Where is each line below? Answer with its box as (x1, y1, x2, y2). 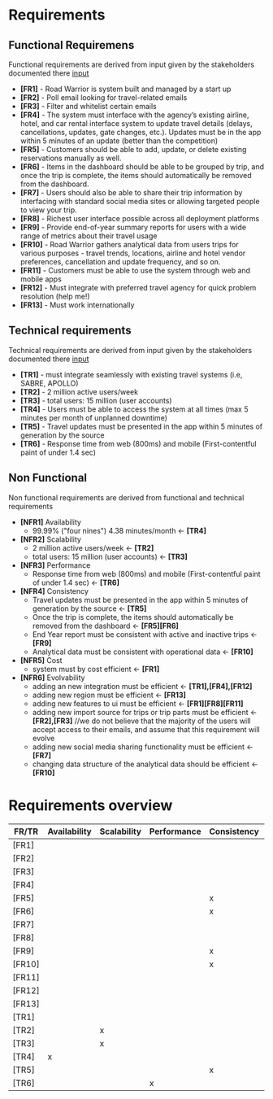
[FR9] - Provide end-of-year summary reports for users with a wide (19, 222, 246, 232)
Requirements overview (8, 796, 173, 814)
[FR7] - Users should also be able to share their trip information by (19, 188, 243, 197)
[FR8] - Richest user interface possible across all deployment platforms (19, 214, 260, 223)
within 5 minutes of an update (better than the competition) (19, 136, 219, 146)
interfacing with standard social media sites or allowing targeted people (19, 197, 260, 206)
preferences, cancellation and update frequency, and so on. (19, 257, 221, 266)
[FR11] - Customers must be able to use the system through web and (19, 266, 250, 275)
